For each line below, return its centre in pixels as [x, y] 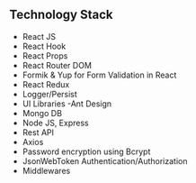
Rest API [38, 132]
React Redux [46, 84]
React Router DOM [57, 65]
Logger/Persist [50, 94]
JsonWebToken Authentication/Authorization [105, 160]
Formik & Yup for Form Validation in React [99, 75]
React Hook [44, 46]
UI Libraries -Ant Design [67, 104]
